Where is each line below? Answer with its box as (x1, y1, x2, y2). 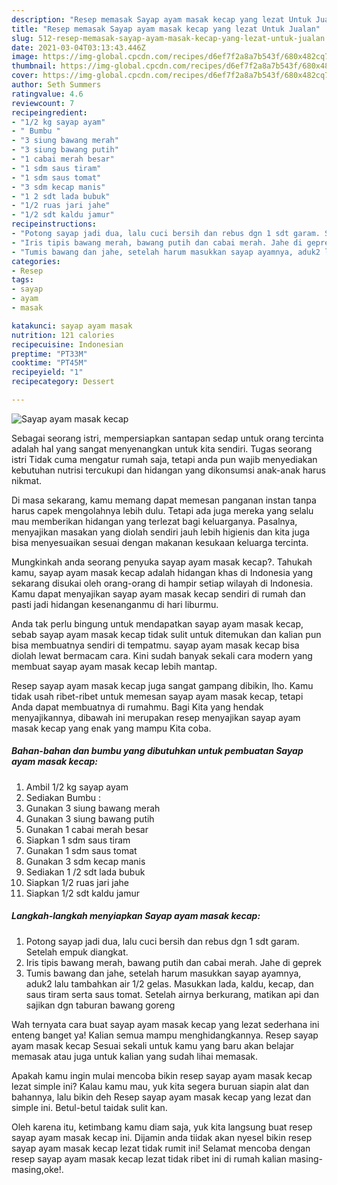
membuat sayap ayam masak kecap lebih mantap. (11, 660, 218, 672)
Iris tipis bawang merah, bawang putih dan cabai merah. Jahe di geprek (25, 956, 322, 968)
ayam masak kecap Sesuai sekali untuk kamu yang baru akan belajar (11, 1039, 295, 1051)
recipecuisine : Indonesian (11, 339, 124, 350)
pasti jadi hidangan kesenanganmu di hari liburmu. (11, 598, 219, 610)
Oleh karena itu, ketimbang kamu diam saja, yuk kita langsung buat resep (11, 1121, 313, 1133)
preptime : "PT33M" (11, 349, 88, 359)
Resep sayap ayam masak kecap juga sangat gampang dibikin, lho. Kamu (11, 679, 314, 691)
